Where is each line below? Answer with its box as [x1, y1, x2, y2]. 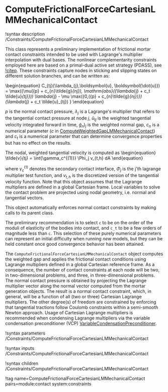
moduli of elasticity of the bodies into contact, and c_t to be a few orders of [5, 225, 162, 231]
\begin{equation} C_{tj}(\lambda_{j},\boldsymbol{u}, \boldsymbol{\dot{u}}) [5, 82, 160, 89]
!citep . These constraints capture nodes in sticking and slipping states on [5, 67, 157, 74]
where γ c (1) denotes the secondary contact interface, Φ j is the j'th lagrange [5, 165, 161, 173]
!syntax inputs [5, 345, 34, 351]
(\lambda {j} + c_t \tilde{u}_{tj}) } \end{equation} [5, 98, 104, 104]
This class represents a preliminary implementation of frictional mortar [5, 46, 151, 52]
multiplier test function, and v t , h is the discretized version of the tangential [5, 172, 159, 179]
